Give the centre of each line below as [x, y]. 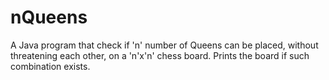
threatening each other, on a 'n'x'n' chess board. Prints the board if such [160, 55]
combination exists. [50, 66]
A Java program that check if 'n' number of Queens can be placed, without [164, 45]
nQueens [49, 17]
